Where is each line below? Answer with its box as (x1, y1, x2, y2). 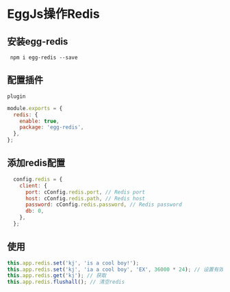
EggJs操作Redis (7, 6, 101, 22)
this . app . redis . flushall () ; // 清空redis (7, 278, 125, 286)
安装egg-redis (7, 36, 68, 47)
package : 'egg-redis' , (19, 124, 84, 131)
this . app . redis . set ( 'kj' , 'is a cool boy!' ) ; (7, 259, 139, 267)
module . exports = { (7, 105, 63, 111)
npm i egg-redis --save (10, 54, 78, 61)
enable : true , (19, 118, 60, 124)
